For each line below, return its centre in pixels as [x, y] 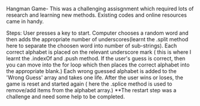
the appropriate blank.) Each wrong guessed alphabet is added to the [92, 71]
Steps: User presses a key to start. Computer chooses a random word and [98, 33]
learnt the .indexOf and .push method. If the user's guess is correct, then [96, 58]
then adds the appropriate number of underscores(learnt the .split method [97, 39]
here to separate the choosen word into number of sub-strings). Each [92, 46]
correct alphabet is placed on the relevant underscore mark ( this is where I [99, 52]
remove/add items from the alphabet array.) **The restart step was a [91, 90]
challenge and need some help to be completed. [66, 96]
